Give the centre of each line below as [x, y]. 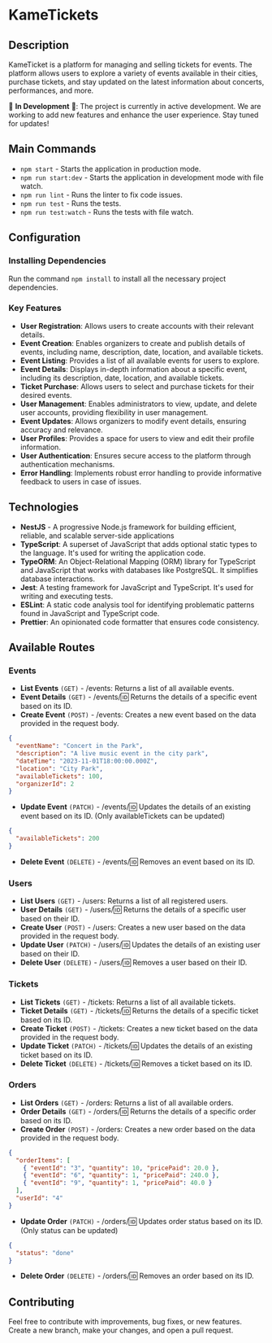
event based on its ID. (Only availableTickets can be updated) [123, 816]
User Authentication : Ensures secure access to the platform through [136, 455]
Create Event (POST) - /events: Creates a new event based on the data [138, 715]
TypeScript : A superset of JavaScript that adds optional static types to [138, 544]
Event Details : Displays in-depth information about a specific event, [134, 369]
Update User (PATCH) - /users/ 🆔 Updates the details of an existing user [140, 945]
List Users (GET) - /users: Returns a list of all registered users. [124, 901]
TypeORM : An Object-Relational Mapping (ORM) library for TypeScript [138, 561]
